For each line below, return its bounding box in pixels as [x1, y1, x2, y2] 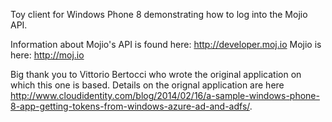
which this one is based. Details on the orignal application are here [10, 79, 285, 91]
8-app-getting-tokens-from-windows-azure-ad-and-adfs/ [10, 100, 250, 112]
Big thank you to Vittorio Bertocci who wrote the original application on [10, 69, 302, 80]
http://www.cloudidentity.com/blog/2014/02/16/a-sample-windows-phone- [10, 90, 320, 101]
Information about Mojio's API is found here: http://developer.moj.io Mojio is [10, 39, 322, 50]
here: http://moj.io [10, 49, 85, 61]
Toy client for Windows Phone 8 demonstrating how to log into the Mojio [10, 9, 308, 20]
